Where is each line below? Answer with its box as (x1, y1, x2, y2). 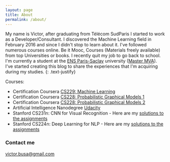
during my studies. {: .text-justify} (5, 69, 76, 75)
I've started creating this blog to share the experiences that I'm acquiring (5, 63, 158, 69)
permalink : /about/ (5, 17, 47, 22)
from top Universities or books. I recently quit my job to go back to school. (5, 52, 161, 59)
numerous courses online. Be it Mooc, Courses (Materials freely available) (5, 47, 160, 53)
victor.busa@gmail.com (5, 151, 55, 157)
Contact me (5, 139, 35, 146)
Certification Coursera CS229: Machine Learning (12, 89, 116, 95)
